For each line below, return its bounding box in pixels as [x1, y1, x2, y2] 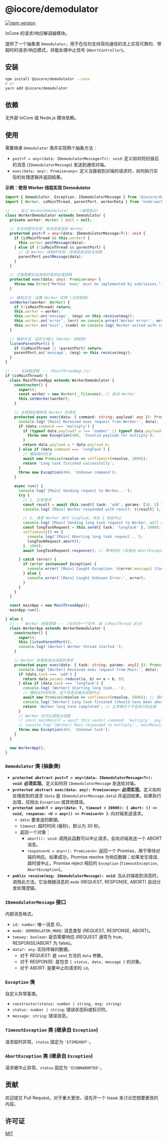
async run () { [14, 484, 43, 489]
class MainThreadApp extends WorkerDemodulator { [9, 378, 114, 383]
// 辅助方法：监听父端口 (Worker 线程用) [9, 337, 87, 342]
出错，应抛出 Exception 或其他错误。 [12, 799, 88, 805]
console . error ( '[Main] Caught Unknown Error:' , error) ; [27, 575, 146, 580]
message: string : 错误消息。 [12, 1013, 71, 1019]
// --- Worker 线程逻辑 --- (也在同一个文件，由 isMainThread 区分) [9, 621, 143, 626]
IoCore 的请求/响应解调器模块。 [5, 30, 70, 36]
